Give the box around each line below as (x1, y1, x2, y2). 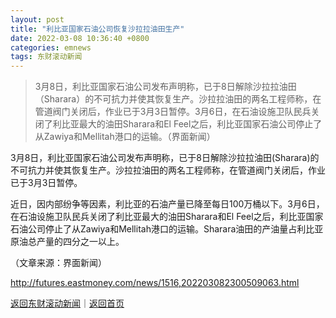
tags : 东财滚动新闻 (10, 52, 83, 62)
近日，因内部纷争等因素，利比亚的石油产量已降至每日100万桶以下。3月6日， (10, 198, 325, 210)
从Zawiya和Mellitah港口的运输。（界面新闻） (34, 131, 216, 143)
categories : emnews (10, 42, 92, 53)
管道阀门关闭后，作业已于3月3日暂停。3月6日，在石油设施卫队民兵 (34, 106, 312, 118)
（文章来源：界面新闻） (10, 257, 107, 269)
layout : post (10, 14, 65, 25)
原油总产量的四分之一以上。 (10, 236, 125, 248)
